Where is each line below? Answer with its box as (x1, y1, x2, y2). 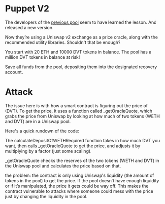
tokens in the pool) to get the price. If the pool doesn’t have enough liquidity (5, 177, 159, 183)
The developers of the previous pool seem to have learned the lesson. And (5, 19, 157, 25)
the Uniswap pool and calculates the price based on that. (5, 163, 121, 168)
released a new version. (5, 24, 54, 30)
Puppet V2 (5, 3, 49, 14)
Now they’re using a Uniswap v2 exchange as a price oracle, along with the (5, 34, 158, 40)
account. (5, 69, 23, 75)
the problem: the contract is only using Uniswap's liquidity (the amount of (5, 172, 154, 178)
